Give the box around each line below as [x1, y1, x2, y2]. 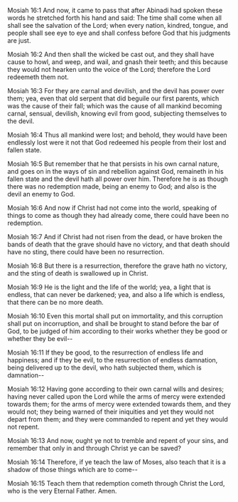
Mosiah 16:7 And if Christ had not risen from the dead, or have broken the [7, 233, 222, 241]
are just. [7, 36, 31, 45]
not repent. [7, 423, 40, 431]
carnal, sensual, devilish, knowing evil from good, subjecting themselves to [7, 110, 227, 117]
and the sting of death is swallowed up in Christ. [7, 269, 148, 277]
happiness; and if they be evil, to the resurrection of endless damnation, [7, 356, 218, 364]
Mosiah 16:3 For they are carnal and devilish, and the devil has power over [7, 87, 225, 95]
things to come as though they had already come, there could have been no [7, 211, 229, 219]
